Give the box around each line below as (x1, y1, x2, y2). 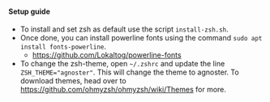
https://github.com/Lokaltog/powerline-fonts (32, 50, 182, 60)
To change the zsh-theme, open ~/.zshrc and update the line (19, 59, 225, 69)
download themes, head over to (19, 76, 127, 86)
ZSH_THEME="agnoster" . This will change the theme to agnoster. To (19, 67, 239, 77)
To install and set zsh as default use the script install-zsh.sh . (19, 24, 229, 34)
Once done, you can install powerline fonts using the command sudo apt (19, 33, 263, 43)
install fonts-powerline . (19, 41, 107, 52)
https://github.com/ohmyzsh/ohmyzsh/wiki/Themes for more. (19, 85, 227, 95)
